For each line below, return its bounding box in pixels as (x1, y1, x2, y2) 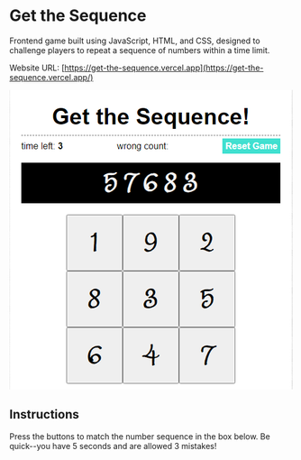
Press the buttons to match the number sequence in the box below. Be (9, 430, 270, 442)
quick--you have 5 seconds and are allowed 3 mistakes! (9, 440, 217, 451)
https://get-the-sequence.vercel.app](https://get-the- (64, 62, 264, 73)
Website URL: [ (9, 62, 65, 73)
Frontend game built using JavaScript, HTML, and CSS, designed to (9, 35, 260, 46)
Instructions (9, 407, 79, 422)
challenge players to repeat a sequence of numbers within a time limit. (9, 44, 270, 55)
